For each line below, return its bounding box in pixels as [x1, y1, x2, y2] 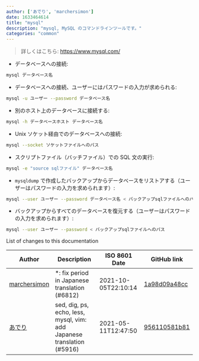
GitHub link [150, 255, 184, 264]
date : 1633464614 [6, 14, 49, 20]
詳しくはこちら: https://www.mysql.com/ [20, 48, 120, 55]
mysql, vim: [55, 315, 87, 324]
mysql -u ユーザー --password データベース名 [6, 95, 111, 101]
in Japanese [55, 276, 89, 285]
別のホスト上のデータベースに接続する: [14, 107, 110, 114]
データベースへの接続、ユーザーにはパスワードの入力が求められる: [14, 84, 177, 91]
